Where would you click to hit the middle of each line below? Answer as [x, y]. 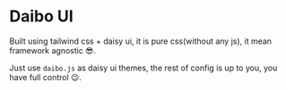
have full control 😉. [46, 77]
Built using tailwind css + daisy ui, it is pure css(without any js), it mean [140, 41]
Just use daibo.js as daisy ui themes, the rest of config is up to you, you [143, 68]
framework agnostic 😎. [53, 50]
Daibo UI [41, 16]
